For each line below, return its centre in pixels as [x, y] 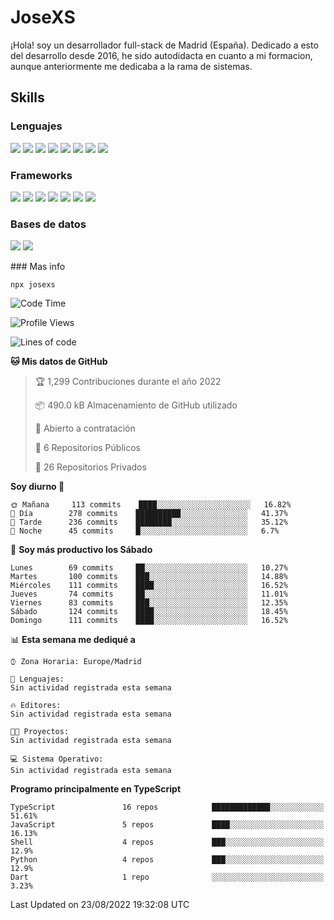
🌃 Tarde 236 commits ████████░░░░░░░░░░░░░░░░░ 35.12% [149, 522]
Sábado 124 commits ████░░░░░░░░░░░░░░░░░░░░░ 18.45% [149, 612]
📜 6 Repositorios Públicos [87, 448]
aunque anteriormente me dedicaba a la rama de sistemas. [131, 66]
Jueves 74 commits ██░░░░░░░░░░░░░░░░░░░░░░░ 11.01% [149, 594]
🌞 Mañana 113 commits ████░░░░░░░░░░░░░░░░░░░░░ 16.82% [151, 505]
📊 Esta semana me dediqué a [73, 640]
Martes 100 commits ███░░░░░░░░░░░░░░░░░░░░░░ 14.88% [149, 577]
